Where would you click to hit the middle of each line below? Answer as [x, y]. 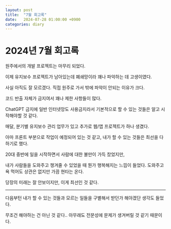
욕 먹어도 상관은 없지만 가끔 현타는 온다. [45, 171]
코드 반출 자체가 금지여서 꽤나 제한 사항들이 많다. [53, 98]
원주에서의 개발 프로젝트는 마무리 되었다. [45, 66]
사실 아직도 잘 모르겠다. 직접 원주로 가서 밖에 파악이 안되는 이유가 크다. [75, 88]
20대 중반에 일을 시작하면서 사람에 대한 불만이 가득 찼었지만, [65, 154]
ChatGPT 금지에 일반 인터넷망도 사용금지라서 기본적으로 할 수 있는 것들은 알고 [83, 109]
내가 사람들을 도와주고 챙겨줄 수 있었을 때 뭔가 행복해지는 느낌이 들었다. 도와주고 [85, 165]
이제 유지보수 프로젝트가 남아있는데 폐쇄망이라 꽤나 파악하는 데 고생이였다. [79, 77]
